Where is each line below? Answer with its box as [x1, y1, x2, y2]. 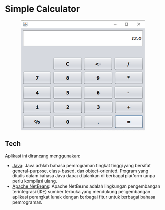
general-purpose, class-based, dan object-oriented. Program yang [12, 168, 149, 174]
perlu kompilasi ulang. [12, 178, 58, 184]
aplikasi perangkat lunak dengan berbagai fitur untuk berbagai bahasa [12, 194, 156, 200]
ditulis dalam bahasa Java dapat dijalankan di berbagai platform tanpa [12, 173, 155, 178]
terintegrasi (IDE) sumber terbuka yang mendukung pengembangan [12, 188, 151, 194]
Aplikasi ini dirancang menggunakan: [5, 153, 81, 159]
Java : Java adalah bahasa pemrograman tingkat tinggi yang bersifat [12, 162, 151, 168]
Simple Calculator [5, 3, 80, 15]
